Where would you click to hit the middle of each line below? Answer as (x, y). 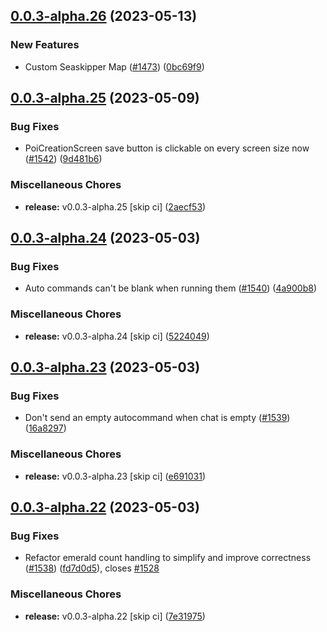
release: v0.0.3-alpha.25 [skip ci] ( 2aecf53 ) (115, 206)
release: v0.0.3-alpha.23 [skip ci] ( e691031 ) (115, 476)
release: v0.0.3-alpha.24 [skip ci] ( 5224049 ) (117, 336)
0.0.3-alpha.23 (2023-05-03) (105, 367)
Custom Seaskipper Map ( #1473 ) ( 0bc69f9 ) (114, 66)
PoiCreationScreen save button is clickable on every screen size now (167, 148)
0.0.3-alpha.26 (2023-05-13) (104, 16)
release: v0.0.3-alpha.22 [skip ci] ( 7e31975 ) (115, 616)
